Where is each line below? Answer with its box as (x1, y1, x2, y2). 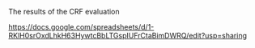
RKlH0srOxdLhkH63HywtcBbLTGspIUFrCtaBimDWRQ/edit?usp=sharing (8, 31, 247, 40)
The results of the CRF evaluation (8, 7, 120, 16)
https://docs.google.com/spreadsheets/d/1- (8, 22, 155, 31)
